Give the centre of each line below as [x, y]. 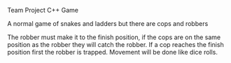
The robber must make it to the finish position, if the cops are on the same [114, 37]
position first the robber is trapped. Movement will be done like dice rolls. [113, 52]
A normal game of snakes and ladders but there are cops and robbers [108, 23]
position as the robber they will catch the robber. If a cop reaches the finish [115, 44]
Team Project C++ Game [43, 10]
